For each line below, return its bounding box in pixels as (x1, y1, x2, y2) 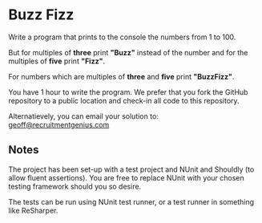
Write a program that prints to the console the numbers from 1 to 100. (8, 32, 236, 42)
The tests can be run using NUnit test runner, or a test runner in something (8, 197, 255, 206)
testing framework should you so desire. (8, 181, 142, 191)
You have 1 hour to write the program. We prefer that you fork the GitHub (8, 87, 248, 97)
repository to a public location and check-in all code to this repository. (8, 95, 240, 105)
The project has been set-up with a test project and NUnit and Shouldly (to (8, 164, 255, 174)
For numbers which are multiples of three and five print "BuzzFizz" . (8, 71, 235, 81)
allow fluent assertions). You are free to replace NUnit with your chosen (8, 172, 244, 182)
